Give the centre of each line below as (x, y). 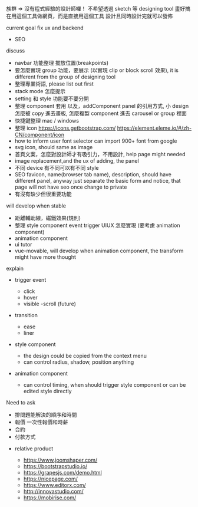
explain (15, 268)
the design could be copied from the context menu (85, 356)
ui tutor (23, 244)
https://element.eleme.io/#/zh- (154, 128)
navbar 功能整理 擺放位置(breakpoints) (62, 63)
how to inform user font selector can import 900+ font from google (96, 141)
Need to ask (21, 402)
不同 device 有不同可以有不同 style (57, 168)
